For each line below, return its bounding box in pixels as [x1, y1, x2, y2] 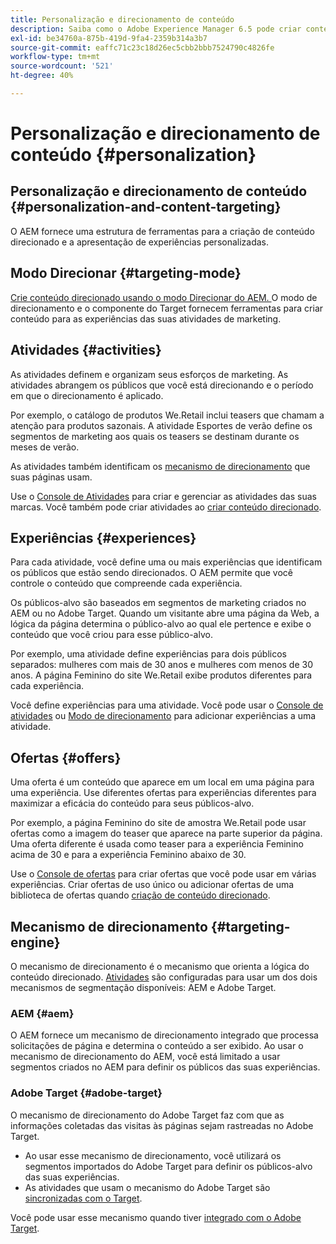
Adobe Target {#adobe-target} [10, 1086, 163, 1100]
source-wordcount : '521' [10, 61, 114, 71]
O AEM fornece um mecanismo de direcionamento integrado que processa [10, 1029, 319, 1041]
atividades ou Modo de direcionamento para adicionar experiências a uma [10, 710, 317, 722]
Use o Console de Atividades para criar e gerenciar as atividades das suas [10, 490, 317, 502]
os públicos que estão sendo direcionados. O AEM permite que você [10, 567, 293, 579]
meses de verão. [10, 441, 80, 453]
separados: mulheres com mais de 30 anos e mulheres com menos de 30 [10, 659, 314, 671]
